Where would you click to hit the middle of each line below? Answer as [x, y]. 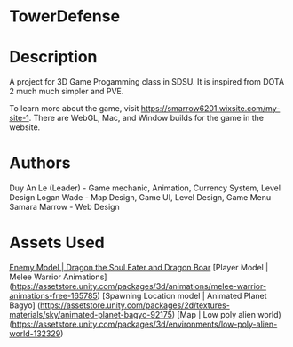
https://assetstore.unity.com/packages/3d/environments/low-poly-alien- [145, 324]
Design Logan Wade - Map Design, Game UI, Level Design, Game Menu [140, 198]
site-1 [19, 118]
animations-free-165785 [53, 296]
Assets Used [57, 243]
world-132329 [35, 334]
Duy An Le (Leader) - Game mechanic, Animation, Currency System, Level [145, 188]
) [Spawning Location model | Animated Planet [182, 296]
